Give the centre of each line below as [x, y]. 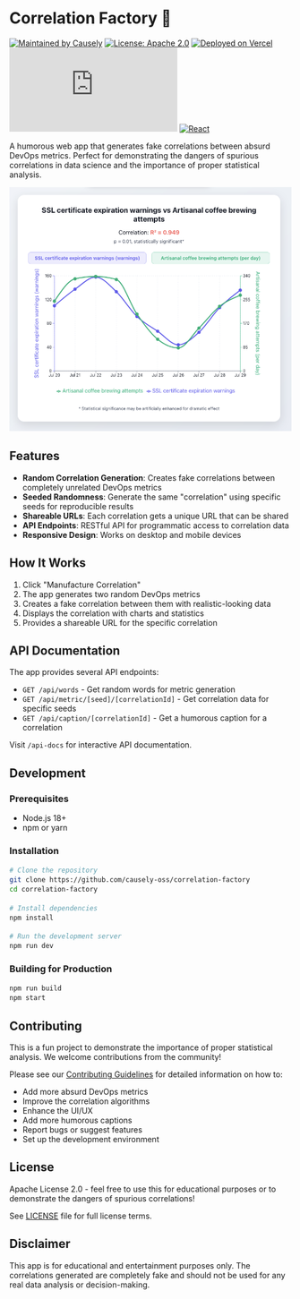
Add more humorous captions [77, 1120]
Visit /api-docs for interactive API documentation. [101, 745]
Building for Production [61, 969]
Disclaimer [40, 1244]
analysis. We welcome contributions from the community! [116, 1057]
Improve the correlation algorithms [86, 1101]
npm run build [36, 988]
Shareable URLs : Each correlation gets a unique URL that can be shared [155, 516]
